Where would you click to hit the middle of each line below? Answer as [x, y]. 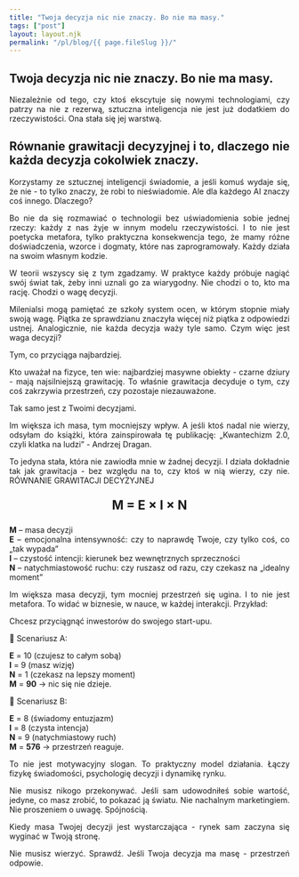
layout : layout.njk [45, 34]
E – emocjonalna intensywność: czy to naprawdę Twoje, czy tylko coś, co [149, 539]
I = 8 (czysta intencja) [49, 728]
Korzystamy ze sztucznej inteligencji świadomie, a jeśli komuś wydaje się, [149, 181]
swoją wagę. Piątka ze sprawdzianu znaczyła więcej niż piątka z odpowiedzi [149, 318]
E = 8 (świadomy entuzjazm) [61, 718]
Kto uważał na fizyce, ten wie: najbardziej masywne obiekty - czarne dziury [149, 372]
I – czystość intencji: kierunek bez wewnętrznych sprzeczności [125, 558]
